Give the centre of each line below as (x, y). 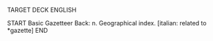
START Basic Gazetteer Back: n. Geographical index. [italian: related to (107, 23)
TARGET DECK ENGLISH (42, 10)
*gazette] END (27, 30)
